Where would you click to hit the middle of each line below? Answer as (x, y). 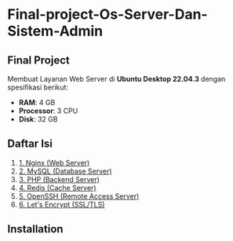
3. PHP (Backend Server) (59, 179)
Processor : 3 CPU (48, 111)
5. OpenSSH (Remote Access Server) (79, 196)
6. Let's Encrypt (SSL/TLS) (62, 204)
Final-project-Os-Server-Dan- (108, 15)
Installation (35, 229)
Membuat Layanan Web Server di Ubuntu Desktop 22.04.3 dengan (116, 79)
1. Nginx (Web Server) (54, 162)
